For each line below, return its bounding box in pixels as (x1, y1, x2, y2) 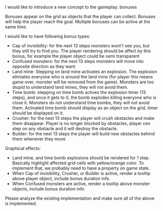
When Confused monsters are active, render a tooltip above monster (12, 181, 150, 187)
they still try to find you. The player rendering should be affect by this (12, 48, 151, 54)
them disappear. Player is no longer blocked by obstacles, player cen (12, 120, 151, 126)
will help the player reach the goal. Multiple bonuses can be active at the (5, 19, 150, 24)
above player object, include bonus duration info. (12, 175, 110, 181)
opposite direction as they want (12, 63, 75, 69)
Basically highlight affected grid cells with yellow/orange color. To (12, 160, 144, 166)
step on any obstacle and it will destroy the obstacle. (12, 126, 118, 131)
